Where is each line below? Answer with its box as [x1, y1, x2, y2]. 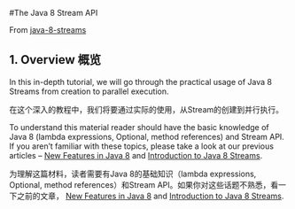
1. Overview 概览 [9, 52, 102, 67]
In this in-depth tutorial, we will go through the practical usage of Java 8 [9, 76, 273, 87]
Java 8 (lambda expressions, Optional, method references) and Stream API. [9, 131, 285, 142]
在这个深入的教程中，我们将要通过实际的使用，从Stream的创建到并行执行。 [9, 104, 284, 114]
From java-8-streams [9, 25, 87, 35]
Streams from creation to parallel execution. [9, 86, 169, 97]
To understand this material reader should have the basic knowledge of [9, 121, 269, 132]
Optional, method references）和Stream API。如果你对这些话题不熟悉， [9, 179, 271, 190]
